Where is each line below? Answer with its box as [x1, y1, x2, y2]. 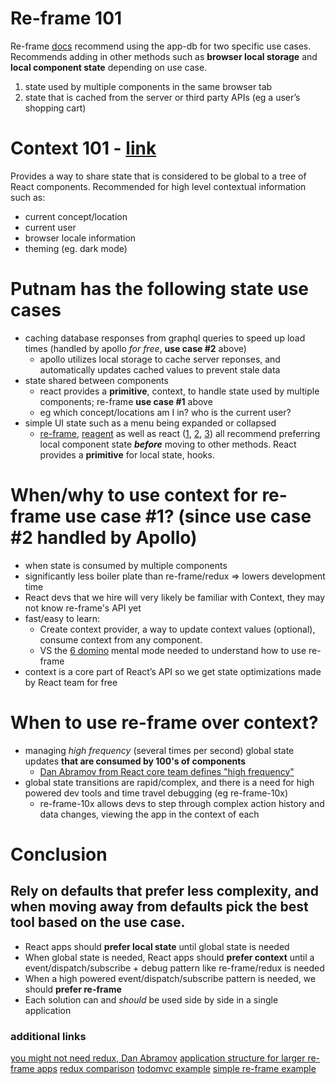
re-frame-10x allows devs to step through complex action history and [39, 797, 325, 809]
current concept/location [24, 210, 128, 222]
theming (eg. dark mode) [24, 242, 128, 254]
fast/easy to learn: [24, 612, 101, 624]
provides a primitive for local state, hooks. [39, 448, 215, 461]
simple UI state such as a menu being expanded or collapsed [24, 417, 277, 429]
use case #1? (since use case [64, 505, 312, 527]
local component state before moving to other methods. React [39, 438, 297, 450]
